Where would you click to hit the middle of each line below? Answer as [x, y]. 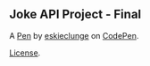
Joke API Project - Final [75, 15]
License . [25, 53]
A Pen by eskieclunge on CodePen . [74, 35]
